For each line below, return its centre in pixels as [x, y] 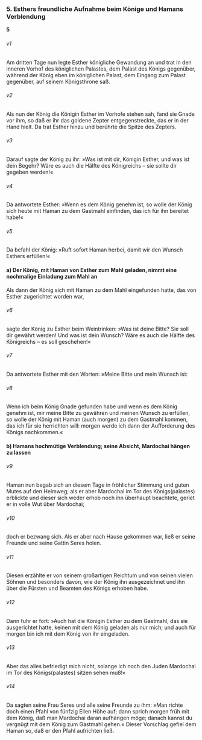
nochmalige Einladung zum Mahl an [52, 276]
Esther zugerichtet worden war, [45, 296]
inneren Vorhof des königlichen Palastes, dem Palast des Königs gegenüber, [101, 69]
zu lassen [19, 452]
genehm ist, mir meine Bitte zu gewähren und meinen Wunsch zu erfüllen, [98, 413]
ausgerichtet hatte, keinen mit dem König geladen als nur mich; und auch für [101, 627]
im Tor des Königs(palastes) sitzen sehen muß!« [66, 672]
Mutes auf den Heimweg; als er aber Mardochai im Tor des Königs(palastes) [101, 491]
